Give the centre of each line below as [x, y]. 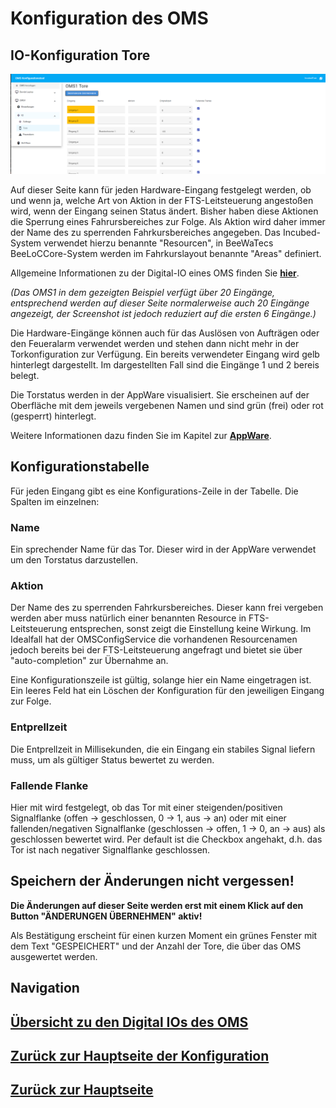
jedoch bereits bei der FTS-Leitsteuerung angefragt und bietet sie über [156, 650]
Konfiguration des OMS [109, 18]
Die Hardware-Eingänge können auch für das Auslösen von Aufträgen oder [165, 333]
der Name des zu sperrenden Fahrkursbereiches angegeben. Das [145, 232]
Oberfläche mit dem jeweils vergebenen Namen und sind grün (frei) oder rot [167, 405]
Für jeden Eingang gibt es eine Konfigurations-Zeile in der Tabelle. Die [154, 491]
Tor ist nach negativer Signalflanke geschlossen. [110, 849]
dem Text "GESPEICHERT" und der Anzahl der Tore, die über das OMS [156, 946]
